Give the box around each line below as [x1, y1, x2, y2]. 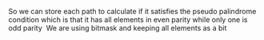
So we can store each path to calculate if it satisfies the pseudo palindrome [8, 7, 257, 16]
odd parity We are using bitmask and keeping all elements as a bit [8, 24, 227, 32]
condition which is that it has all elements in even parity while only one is [8, 15, 248, 24]
